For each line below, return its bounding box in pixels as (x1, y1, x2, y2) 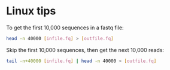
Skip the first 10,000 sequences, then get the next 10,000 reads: (6, 46, 165, 53)
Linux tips (6, 4, 56, 18)
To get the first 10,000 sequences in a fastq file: (6, 24, 124, 31)
